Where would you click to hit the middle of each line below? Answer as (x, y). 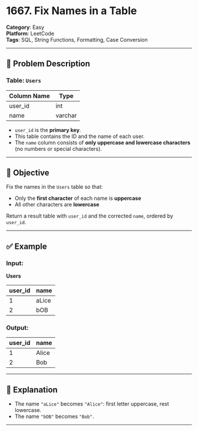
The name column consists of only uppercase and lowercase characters (102, 142)
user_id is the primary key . (48, 130)
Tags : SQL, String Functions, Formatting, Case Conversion (77, 40)
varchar (66, 115)
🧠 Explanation (32, 389)
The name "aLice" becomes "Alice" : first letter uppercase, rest (92, 404)
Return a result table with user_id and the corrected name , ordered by (90, 216)
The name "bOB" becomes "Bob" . (54, 416)
